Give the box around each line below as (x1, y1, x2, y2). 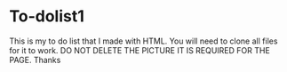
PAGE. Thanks (9, 54, 61, 65)
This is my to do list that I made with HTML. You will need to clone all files (9, 36, 278, 46)
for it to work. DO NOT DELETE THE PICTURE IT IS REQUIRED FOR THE (9, 44, 271, 55)
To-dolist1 (9, 6, 84, 27)
